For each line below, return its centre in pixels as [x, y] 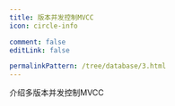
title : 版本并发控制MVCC [52, 17]
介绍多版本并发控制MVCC [57, 93]
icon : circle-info [44, 26]
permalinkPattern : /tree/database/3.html [88, 66]
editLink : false [39, 50]
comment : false [38, 42]
